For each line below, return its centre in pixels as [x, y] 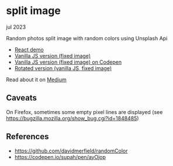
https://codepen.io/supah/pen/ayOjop [60, 157]
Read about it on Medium [36, 79]
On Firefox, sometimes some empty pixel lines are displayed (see [84, 112]
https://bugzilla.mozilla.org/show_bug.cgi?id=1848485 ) [72, 118]
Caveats [21, 98]
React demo [29, 49]
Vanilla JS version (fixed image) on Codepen [68, 62]
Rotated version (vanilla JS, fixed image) [63, 68]
